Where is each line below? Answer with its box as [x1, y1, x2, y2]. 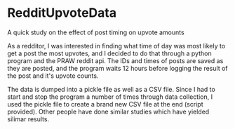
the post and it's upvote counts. [7, 72, 99, 80]
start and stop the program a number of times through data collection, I [7, 93, 213, 101]
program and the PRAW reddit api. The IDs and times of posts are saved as [7, 56, 224, 64]
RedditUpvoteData [7, 5, 117, 21]
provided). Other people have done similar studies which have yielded [7, 107, 210, 116]
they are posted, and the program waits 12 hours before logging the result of [7, 64, 228, 72]
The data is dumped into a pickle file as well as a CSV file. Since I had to [7, 85, 215, 93]
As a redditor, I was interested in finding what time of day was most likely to [7, 41, 226, 50]
